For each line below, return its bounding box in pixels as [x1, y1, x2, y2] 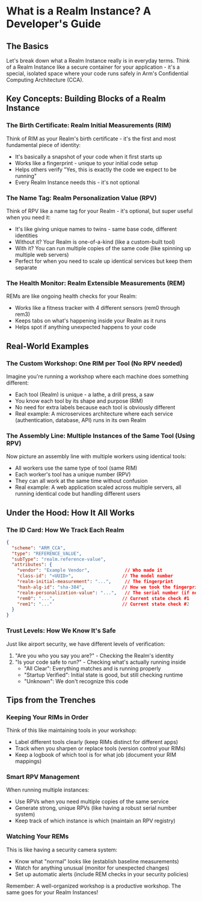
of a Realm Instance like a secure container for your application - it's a [6, 63, 180, 71]
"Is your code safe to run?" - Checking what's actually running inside [14, 658, 186, 666]
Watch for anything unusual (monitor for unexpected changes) [14, 864, 170, 871]
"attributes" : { [11, 562, 52, 568]
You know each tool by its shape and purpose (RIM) [14, 397, 143, 405]
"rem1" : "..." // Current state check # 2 [17, 601, 189, 607]
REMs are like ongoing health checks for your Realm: [6, 292, 137, 300]
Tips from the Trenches [6, 695, 96, 705]
